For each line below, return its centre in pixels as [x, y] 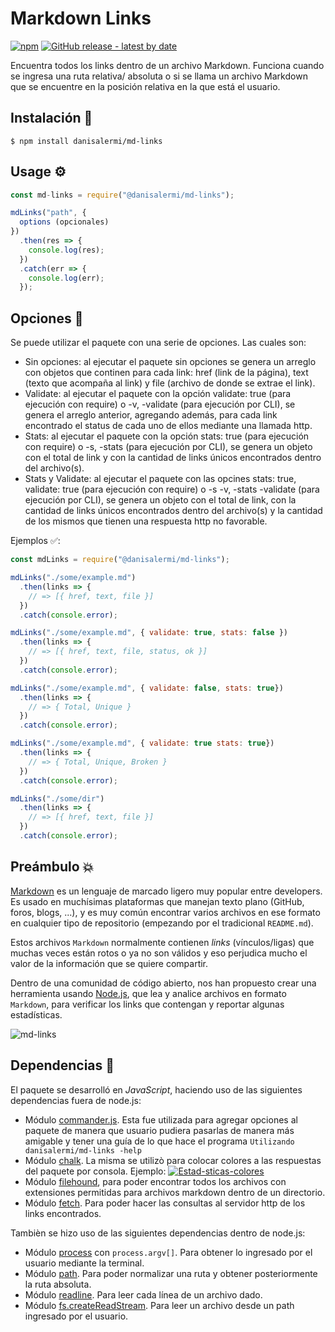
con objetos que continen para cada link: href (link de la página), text [166, 373]
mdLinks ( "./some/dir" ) [57, 798]
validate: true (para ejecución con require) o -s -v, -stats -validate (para [172, 489]
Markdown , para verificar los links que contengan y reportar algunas [147, 1004]
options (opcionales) [64, 222]
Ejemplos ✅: [35, 541]
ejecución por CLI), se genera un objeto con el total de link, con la [160, 500]
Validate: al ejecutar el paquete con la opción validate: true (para [158, 394]
